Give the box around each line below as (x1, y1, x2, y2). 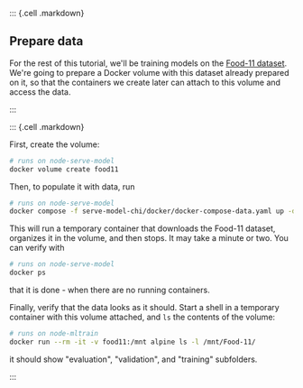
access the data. (9, 86, 71, 97)
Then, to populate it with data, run (9, 180, 135, 192)
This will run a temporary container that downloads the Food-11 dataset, (9, 223, 276, 234)
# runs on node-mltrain (9, 329, 99, 338)
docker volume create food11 (9, 164, 119, 174)
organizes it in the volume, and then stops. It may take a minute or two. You (9, 233, 289, 244)
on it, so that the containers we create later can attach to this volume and (9, 77, 281, 88)
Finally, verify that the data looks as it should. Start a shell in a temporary (9, 302, 280, 313)
